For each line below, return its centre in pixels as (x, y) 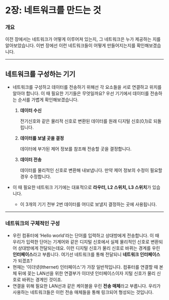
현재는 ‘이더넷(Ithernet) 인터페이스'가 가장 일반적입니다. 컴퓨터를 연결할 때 (85, 267)
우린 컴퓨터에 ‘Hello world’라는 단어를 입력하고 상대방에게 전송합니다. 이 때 (86, 235)
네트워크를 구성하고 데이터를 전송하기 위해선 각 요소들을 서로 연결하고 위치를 (87, 87)
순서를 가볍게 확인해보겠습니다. (48, 100)
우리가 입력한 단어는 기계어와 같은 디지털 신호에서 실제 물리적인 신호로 (81, 242)
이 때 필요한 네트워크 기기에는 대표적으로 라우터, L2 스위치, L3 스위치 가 (82, 188)
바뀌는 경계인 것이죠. (42, 279)
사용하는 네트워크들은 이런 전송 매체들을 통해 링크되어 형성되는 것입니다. (83, 292)
